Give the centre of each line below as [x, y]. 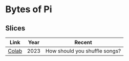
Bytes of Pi [29, 9]
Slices [15, 28]
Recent [83, 42]
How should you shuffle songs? [83, 51]
